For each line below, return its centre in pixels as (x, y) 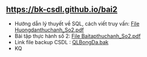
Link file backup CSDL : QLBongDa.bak (62, 42)
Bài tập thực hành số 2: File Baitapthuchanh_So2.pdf (78, 36)
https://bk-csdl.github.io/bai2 (62, 10)
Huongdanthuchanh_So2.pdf (49, 30)
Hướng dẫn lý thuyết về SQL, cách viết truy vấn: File (77, 23)
